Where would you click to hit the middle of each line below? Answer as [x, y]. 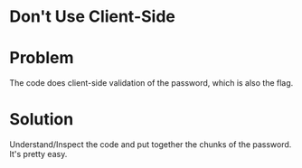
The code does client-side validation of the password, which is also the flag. [151, 83]
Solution [42, 120]
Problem [42, 58]
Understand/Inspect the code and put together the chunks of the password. [151, 145]
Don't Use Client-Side [93, 17]
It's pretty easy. [38, 154]
